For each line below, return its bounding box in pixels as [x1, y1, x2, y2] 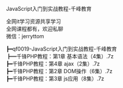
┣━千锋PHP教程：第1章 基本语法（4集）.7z [6, 53, 114, 59]
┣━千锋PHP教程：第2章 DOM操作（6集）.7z [6, 68, 113, 74]
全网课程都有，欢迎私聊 [6, 26, 63, 32]
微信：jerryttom [6, 33, 44, 40]
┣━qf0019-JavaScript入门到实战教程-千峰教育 [6, 45, 117, 52]
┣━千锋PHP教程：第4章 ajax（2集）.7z [6, 60, 100, 67]
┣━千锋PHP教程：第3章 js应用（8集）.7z [6, 75, 105, 82]
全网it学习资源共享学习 [6, 18, 61, 25]
